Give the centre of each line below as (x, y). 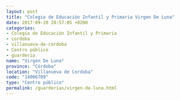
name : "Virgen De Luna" (35, 61)
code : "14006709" (27, 77)
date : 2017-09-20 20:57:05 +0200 (47, 22)
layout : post (22, 11)
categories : (21, 28)
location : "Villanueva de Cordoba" (50, 72)
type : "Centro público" (35, 83)
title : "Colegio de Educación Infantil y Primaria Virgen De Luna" (91, 17)
